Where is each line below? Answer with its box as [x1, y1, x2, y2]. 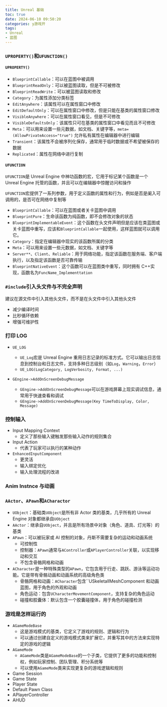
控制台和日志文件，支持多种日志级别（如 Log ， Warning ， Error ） [28, 360, 159, 366]
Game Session [12, 670, 42, 677]
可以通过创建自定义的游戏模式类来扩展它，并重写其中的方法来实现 [19, 635, 156, 641]
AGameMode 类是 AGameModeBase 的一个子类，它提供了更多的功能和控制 [19, 652, 157, 658]
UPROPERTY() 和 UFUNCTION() [5, 52, 68, 59]
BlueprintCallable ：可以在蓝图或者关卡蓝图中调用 [12, 207, 116, 213]
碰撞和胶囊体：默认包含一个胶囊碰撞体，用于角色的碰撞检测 [19, 597, 143, 603]
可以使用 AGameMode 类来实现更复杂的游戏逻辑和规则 [19, 665, 124, 671]
